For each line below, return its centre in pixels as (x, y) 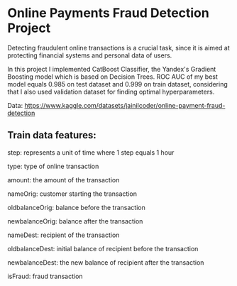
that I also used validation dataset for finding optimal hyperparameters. (111, 92)
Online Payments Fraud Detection (108, 13)
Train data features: (52, 135)
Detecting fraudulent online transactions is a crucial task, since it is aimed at (119, 48)
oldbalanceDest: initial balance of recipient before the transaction (103, 248)
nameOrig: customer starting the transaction (72, 194)
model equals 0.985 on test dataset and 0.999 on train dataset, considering (118, 84)
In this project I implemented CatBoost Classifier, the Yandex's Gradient (112, 69)
